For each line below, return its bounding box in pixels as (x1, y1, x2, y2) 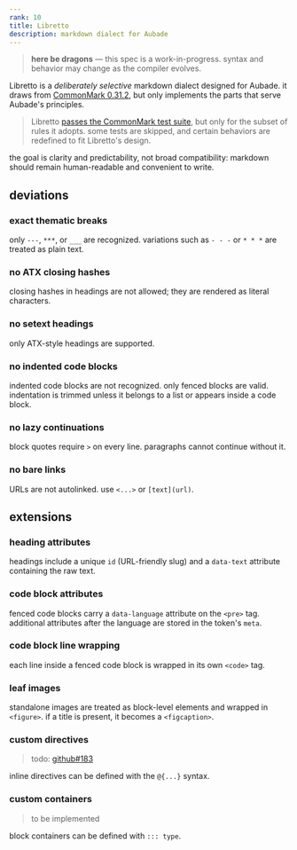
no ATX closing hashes (9, 265, 111, 278)
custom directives (9, 734, 89, 746)
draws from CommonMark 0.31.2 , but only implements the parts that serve (9, 90, 282, 100)
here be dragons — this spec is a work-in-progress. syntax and (30, 54, 264, 65)
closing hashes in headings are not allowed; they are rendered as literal (9, 286, 270, 297)
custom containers (9, 793, 93, 806)
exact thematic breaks (9, 214, 108, 226)
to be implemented (30, 813, 100, 823)
